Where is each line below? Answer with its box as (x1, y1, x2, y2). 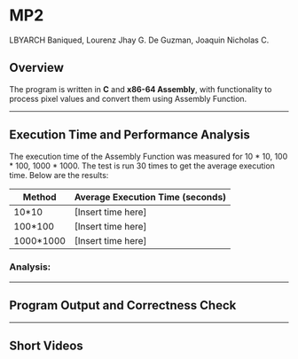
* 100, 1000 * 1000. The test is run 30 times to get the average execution (9, 160, 275, 171)
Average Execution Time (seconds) (74, 191, 227, 203)
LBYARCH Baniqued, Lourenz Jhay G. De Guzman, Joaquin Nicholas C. (9, 35, 270, 45)
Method (22, 191, 57, 203)
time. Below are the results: (9, 169, 109, 180)
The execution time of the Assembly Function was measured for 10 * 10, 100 (9, 151, 288, 161)
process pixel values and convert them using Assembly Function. (9, 93, 247, 104)
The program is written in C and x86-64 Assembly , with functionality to (9, 83, 272, 94)
